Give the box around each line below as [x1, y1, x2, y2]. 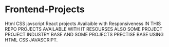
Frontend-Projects [5, 4, 85, 15]
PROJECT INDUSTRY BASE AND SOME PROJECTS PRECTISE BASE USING [5, 31, 164, 37]
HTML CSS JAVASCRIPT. [5, 37, 58, 43]
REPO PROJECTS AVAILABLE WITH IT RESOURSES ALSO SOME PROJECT [5, 26, 163, 32]
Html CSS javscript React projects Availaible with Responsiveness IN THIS [5, 20, 161, 27]
